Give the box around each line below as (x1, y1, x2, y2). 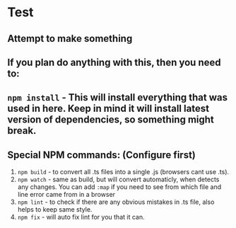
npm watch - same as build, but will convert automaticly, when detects (17, 175, 220, 184)
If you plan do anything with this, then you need (7, 56, 221, 68)
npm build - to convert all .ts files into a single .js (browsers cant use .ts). (17, 168, 230, 176)
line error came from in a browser (17, 190, 115, 199)
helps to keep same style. (17, 205, 93, 214)
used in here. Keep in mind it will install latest (7, 103, 210, 115)
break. (7, 125, 37, 137)
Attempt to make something (7, 33, 133, 45)
